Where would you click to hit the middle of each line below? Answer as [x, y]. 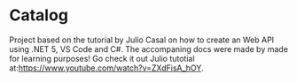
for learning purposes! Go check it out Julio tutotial [102, 58]
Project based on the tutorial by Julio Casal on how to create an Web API [142, 40]
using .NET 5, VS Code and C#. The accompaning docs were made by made [148, 48]
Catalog [39, 15]
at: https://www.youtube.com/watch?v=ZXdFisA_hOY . [106, 68]
